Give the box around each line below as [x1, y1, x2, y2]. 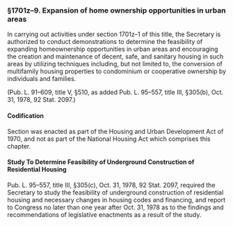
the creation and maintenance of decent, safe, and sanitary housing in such [7, 52, 224, 61]
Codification [7, 111, 44, 120]
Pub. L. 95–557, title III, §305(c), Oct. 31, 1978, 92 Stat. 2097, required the [7, 181, 216, 189]
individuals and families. [7, 75, 77, 83]
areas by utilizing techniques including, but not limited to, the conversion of [7, 60, 223, 68]
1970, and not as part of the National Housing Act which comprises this [7, 135, 211, 143]
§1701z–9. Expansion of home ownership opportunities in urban [7, 6, 226, 15]
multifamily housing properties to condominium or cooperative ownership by [7, 67, 227, 75]
